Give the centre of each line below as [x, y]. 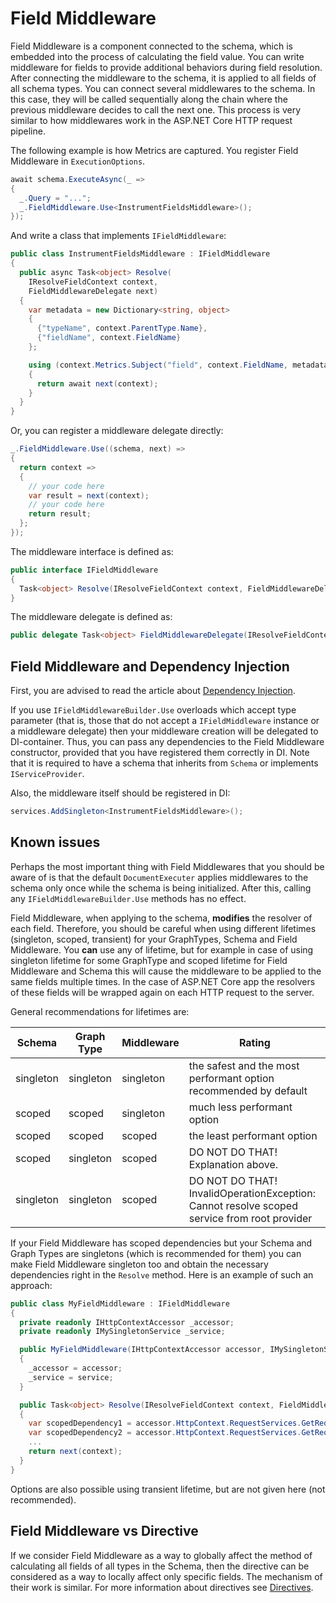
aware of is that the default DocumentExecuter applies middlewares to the [159, 877]
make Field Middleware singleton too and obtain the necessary [139, 1264]
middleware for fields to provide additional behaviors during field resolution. [166, 67]
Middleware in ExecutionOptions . [78, 161]
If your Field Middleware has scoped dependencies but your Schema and [161, 1243]
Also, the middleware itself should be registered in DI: [120, 793]
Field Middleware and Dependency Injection [150, 666]
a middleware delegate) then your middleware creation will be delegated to [164, 731]
